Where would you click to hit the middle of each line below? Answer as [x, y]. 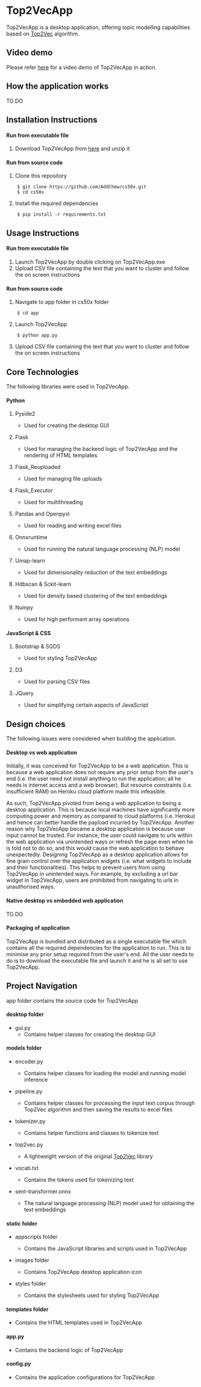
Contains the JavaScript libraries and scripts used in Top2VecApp [105, 1249]
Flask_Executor [34, 491]
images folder [32, 1260]
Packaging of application [38, 928]
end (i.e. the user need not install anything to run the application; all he [94, 779]
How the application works [57, 86]
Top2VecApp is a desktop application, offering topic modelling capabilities [98, 27]
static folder [22, 1223]
